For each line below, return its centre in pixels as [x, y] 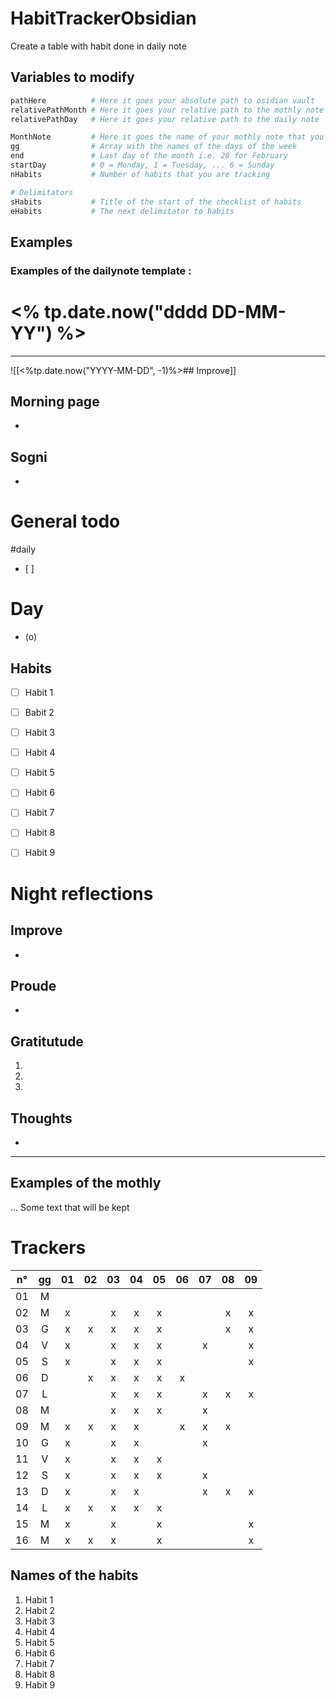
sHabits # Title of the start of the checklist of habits [156, 202]
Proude [33, 985]
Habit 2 [40, 1610]
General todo [65, 521]
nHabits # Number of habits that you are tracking [140, 174]
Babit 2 [39, 712]
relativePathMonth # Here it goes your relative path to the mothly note [167, 110]
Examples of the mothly [86, 1183]
